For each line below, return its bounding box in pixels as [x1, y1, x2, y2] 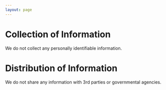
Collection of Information [5, 28, 111, 40]
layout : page [5, 7, 32, 12]
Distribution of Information [5, 63, 118, 74]
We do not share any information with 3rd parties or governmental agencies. [5, 79, 162, 85]
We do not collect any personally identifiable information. [5, 45, 122, 51]
